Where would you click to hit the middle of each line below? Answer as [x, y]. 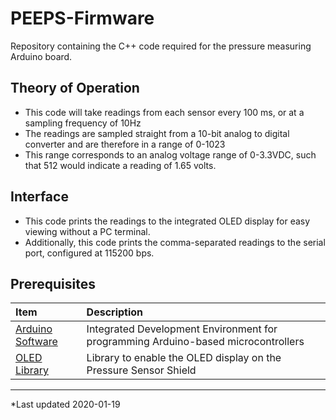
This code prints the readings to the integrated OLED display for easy [167, 221]
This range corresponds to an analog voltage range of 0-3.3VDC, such [170, 154]
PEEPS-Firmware [82, 18]
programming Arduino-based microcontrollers [195, 342]
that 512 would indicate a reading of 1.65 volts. [120, 165]
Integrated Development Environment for [182, 329]
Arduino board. [41, 56]
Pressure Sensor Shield [141, 370]
